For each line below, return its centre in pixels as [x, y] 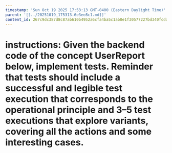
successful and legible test [64, 88]
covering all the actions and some [79, 131]
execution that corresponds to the [79, 99]
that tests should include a [63, 77]
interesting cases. [45, 142]
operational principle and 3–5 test [78, 110]
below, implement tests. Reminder [79, 66]
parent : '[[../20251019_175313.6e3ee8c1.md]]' [56, 15]
